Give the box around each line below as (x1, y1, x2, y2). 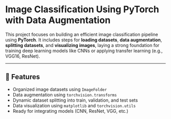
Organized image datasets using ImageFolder (12, 86, 107, 92)
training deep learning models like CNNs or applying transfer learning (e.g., (5, 47, 163, 54)
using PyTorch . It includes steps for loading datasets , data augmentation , (5, 37, 162, 43)
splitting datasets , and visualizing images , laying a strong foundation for (5, 42, 160, 48)
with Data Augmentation (5, 14, 111, 26)
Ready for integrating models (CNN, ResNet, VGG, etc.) (12, 108, 129, 114)
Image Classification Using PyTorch (5, 4, 159, 15)
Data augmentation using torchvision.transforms (12, 91, 117, 98)
